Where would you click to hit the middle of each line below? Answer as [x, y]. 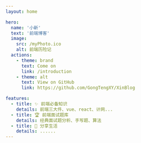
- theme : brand [35, 60]
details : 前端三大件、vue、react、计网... [65, 109]
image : [19, 39]
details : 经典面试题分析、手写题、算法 [59, 120]
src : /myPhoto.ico [39, 44]
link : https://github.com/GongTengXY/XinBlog [78, 88]
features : [18, 99]
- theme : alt [32, 77]
